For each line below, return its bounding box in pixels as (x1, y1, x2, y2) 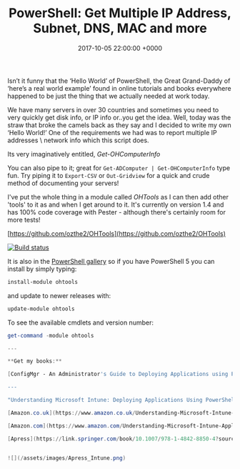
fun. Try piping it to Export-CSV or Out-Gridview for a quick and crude (7, 171, 210, 179)
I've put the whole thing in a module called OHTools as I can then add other (7, 192, 229, 201)
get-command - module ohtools (7, 332, 94, 339)
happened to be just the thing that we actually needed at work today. (7, 92, 210, 100)
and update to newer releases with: (7, 291, 111, 300)
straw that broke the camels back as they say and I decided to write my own (7, 120, 232, 129)
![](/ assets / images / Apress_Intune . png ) (7, 454, 126, 462)
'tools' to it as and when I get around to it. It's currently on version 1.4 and (7, 200, 224, 209)
